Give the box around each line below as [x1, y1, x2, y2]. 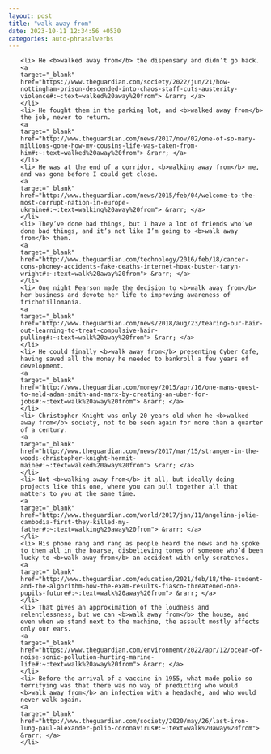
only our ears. [19, 625, 72, 633]
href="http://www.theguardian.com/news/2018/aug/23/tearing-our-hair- [19, 320, 264, 328]
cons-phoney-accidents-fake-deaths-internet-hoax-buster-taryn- [19, 263, 242, 271]
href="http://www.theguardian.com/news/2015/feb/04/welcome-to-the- [19, 192, 256, 200]
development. [19, 362, 65, 370]
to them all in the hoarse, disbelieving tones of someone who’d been [19, 547, 264, 555]
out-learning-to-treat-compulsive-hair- [19, 326, 159, 335]
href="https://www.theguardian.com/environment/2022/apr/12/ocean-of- [19, 646, 264, 654]
